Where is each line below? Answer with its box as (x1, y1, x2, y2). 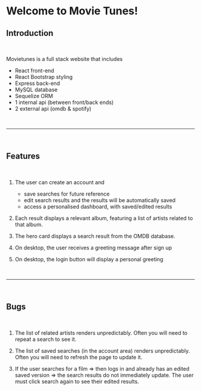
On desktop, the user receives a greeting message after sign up (14, 244, 172, 251)
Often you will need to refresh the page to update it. (14, 353, 142, 361)
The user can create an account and (14, 178, 105, 186)
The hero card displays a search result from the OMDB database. (14, 232, 175, 240)
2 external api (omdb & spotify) (14, 105, 92, 112)
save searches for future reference (23, 190, 110, 197)
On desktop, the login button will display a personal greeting (14, 255, 163, 262)
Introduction (6, 28, 54, 38)
